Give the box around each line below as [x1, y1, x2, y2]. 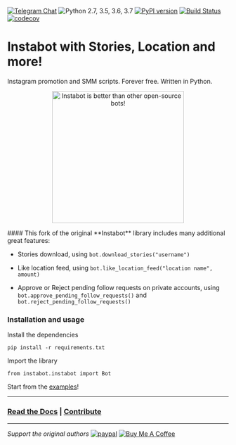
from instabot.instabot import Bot [7, 370, 112, 377]
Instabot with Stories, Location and [7, 39, 216, 55]
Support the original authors [7, 430, 89, 438]
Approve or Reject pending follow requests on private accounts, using [17, 283, 220, 292]
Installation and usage [7, 314, 85, 324]
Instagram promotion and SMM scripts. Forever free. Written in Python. [7, 77, 213, 85]
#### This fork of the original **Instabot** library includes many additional [7, 229, 225, 237]
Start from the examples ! [7, 382, 79, 391]
